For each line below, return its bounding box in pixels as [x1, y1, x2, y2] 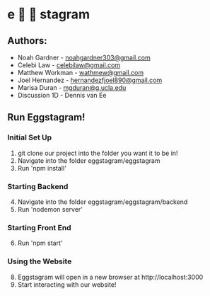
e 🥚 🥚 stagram [7, 6, 91, 23]
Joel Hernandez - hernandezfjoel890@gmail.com [17, 76, 163, 84]
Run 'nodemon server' [17, 205, 83, 213]
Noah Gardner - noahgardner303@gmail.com [17, 53, 151, 62]
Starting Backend [7, 181, 69, 191]
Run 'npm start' [17, 239, 63, 247]
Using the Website [7, 256, 72, 266]
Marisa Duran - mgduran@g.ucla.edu [17, 84, 127, 91]
